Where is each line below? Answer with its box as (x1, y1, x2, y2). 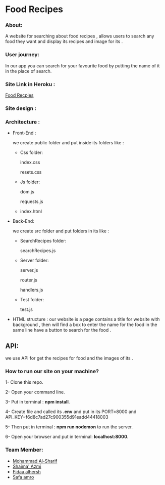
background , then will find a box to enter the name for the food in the (12, 321, 157, 328)
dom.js (20, 189, 34, 195)
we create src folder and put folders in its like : (12, 228, 109, 234)
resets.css (20, 169, 42, 175)
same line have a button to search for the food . (12, 327, 112, 333)
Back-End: (12, 218, 34, 224)
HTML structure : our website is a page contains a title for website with (12, 316, 160, 322)
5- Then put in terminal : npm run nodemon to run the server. (5, 424, 133, 430)
